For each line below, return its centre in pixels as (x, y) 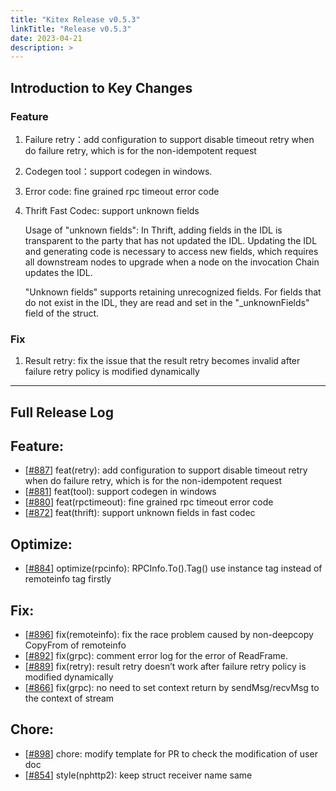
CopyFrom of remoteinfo (75, 645)
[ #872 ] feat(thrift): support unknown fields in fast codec (140, 513)
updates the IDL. (58, 272)
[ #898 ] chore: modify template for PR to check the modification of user (171, 753)
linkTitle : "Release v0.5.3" (71, 29)
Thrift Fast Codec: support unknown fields (112, 210)
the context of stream (69, 698)
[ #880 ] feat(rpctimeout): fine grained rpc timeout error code (149, 502)
